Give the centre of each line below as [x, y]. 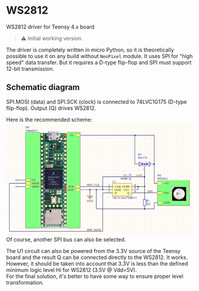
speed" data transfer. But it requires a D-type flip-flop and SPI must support [99, 62]
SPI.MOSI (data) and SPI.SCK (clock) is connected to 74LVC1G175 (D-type [97, 102]
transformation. [25, 283]
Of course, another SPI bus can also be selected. [66, 240]
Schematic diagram [43, 88]
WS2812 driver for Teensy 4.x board [50, 27]
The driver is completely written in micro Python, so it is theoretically [90, 50]
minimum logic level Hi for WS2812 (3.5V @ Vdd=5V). [72, 270]
